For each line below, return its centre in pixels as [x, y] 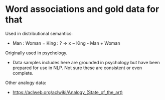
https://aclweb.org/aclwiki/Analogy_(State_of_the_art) [67, 92]
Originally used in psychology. [36, 53]
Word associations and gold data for [82, 9]
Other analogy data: [26, 83]
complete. [23, 73]
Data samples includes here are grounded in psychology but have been [86, 62]
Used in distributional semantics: [39, 33]
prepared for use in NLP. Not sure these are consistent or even [77, 68]
